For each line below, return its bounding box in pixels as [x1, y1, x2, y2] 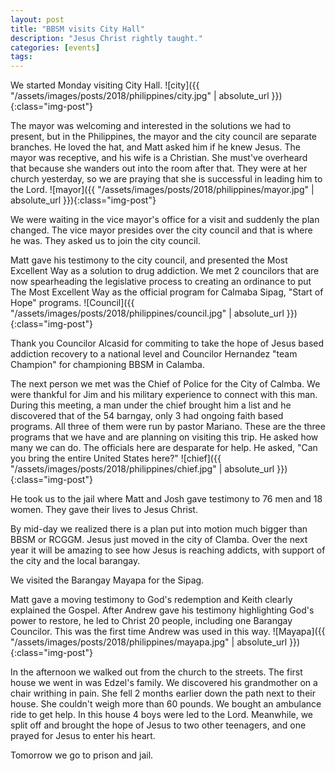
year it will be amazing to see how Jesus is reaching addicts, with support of [10, 544, 326, 556]
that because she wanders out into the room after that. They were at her [10, 162, 308, 175]
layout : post [10, 14, 65, 25]
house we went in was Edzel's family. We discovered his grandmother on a [10, 677, 318, 689]
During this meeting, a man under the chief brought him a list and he [10, 399, 292, 411]
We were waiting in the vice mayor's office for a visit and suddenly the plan [10, 214, 320, 226]
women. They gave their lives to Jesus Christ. [10, 504, 198, 516]
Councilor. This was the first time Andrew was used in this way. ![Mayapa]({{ [10, 626, 326, 638]
